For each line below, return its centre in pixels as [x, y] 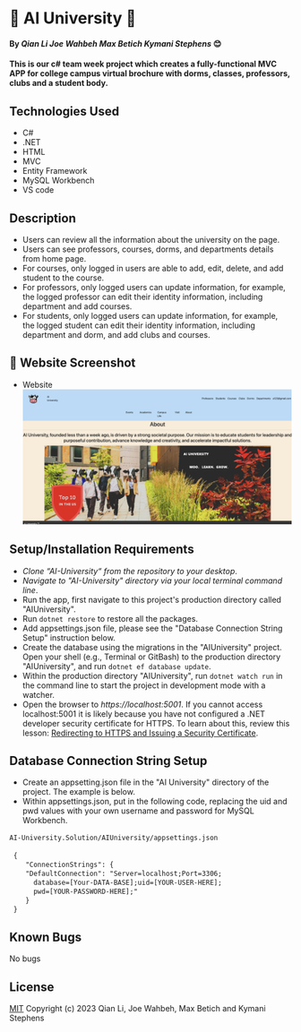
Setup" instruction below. [69, 637]
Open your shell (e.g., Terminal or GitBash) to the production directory [151, 657]
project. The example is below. [79, 792]
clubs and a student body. [59, 83]
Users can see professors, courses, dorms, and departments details [148, 249]
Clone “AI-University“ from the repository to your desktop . [129, 571]
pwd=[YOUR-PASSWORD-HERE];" [86, 892]
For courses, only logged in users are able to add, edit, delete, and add [153, 268]
